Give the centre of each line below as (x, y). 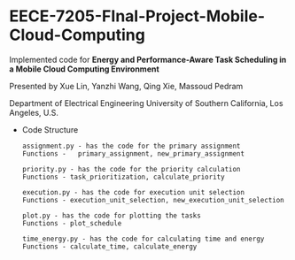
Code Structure (50, 129)
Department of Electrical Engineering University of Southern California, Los (146, 103)
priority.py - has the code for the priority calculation (131, 169)
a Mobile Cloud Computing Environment (84, 69)
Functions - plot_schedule (72, 223)
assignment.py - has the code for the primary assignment (131, 146)
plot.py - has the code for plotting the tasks (111, 215)
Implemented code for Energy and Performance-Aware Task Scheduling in (148, 59)
